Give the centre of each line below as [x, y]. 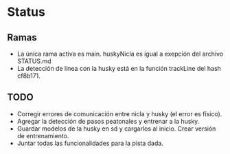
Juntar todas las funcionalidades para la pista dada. [90, 143]
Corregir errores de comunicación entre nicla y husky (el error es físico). [119, 113]
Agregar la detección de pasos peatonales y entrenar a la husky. [108, 121]
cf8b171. [29, 76]
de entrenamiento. [43, 135]
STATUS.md [34, 61]
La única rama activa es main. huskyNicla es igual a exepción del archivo [120, 54]
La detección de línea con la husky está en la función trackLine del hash [119, 68]
